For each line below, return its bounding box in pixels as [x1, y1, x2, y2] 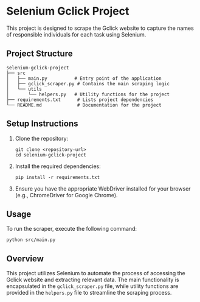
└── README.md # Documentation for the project [6, 102, 162, 108]
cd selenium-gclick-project [15, 152, 86, 158]
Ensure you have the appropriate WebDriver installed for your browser [15, 184, 191, 192]
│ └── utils [6, 86, 43, 92]
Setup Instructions [6, 119, 78, 129]
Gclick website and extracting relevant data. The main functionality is [6, 276, 179, 284]
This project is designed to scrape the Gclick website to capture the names [6, 24, 195, 32]
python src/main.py [6, 237, 56, 243]
